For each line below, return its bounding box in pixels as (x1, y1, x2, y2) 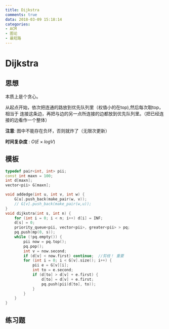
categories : (5, 21, 30, 27)
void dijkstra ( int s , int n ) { (5, 211, 71, 216)
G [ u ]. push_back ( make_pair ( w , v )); (14, 196, 87, 202)
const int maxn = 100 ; (5, 173, 53, 178)
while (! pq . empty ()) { (14, 235, 62, 240)
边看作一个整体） (14, 117, 50, 123)
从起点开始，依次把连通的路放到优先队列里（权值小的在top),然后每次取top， (5, 104, 163, 110)
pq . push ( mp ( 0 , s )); (14, 229, 56, 235)
